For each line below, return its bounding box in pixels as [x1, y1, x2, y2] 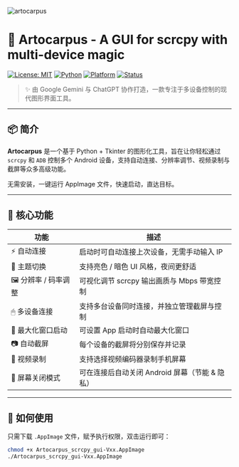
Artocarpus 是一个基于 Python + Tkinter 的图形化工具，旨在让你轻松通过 [7, 147, 221, 155]
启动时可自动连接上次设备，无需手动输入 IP [79, 247, 223, 257]
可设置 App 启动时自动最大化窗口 [79, 325, 190, 335]
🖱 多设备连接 [11, 306, 53, 316]
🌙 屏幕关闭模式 [11, 372, 60, 382]
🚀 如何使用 [7, 411, 53, 424]
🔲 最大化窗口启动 [11, 325, 68, 335]
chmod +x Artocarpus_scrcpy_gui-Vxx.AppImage [7, 446, 144, 453]
